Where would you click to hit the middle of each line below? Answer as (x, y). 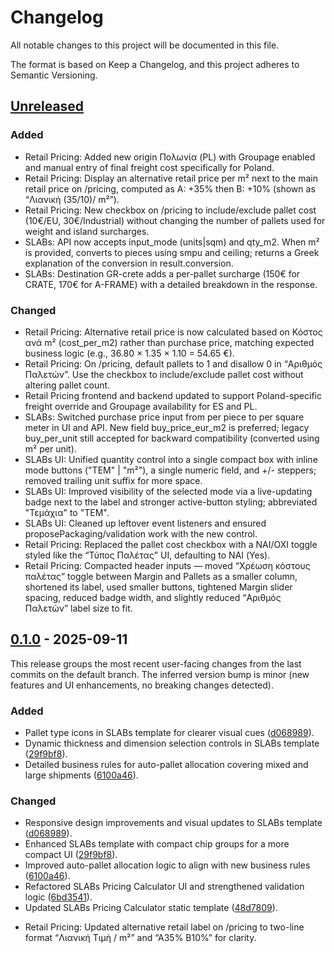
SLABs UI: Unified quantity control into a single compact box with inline (171, 459)
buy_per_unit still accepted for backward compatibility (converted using (172, 438)
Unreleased (47, 106)
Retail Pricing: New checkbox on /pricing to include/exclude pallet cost (170, 210)
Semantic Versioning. (54, 75)
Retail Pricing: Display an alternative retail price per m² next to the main (171, 178)
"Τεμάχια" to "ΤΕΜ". (67, 512)
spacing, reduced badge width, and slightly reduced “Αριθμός (153, 597)
